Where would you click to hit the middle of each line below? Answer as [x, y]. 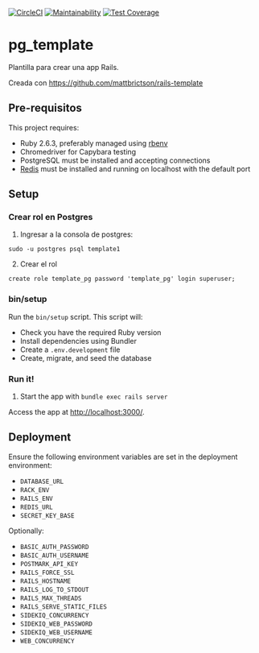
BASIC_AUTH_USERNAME [54, 556]
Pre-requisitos [45, 108]
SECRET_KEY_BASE [47, 515]
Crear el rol [39, 264]
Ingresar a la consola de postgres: [76, 234]
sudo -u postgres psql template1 [64, 250]
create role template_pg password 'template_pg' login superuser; [122, 279]
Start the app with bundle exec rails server [94, 397]
